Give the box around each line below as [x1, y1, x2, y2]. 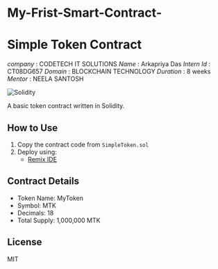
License [7, 236, 42, 248]
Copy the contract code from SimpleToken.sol [17, 140, 149, 148]
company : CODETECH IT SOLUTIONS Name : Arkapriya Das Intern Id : [7, 60, 210, 68]
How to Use [7, 122, 58, 134]
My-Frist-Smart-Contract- [7, 5, 162, 21]
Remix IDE [27, 155, 58, 163]
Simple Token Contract [7, 37, 142, 53]
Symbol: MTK [17, 201, 57, 210]
